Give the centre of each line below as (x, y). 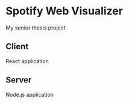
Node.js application (30, 94)
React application (27, 61)
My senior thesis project (36, 28)
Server (19, 80)
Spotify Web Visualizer (64, 11)
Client (17, 47)
